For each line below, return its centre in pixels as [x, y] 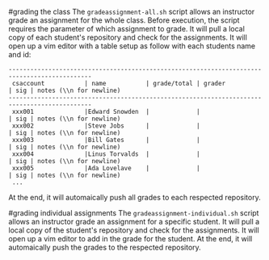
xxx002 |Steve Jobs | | [106, 126]
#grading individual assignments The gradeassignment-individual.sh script [134, 213]
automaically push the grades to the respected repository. [105, 247]
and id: [20, 55]
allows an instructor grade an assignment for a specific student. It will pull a [134, 222]
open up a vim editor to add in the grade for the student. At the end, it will [130, 239]
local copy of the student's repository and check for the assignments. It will [134, 230]
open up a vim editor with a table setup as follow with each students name [132, 46]
